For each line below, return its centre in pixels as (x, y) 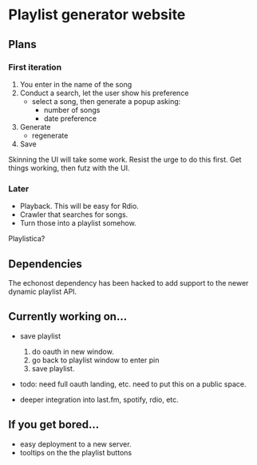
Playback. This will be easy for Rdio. (79, 206)
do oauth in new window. (73, 351)
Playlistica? (27, 239)
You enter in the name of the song (76, 84)
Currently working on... (68, 317)
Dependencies (45, 264)
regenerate (50, 135)
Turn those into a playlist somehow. (78, 223)
